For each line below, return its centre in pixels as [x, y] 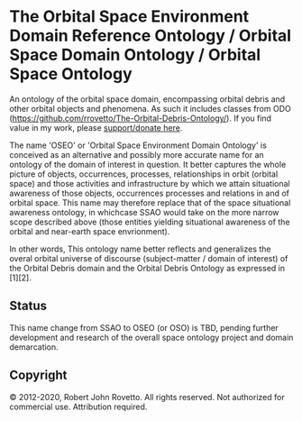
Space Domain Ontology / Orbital [135, 55]
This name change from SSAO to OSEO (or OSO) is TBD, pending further [144, 327]
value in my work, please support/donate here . [96, 127]
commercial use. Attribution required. [78, 407]
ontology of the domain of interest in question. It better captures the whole [148, 164]
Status [28, 306]
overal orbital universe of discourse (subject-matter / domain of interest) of [149, 258]
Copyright [38, 375]
